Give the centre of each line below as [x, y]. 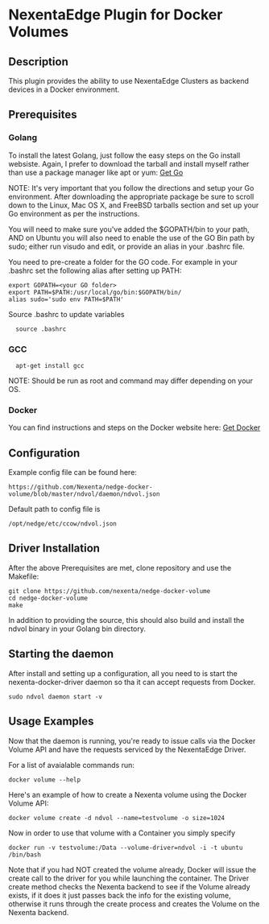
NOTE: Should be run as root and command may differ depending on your [131, 381]
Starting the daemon [61, 654]
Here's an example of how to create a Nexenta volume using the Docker [128, 794]
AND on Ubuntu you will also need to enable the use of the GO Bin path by [132, 237]
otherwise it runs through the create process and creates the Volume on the [134, 904]
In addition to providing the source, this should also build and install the [126, 620]
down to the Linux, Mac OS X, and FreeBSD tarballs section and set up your [134, 205]
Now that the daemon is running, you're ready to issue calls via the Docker [132, 740]
